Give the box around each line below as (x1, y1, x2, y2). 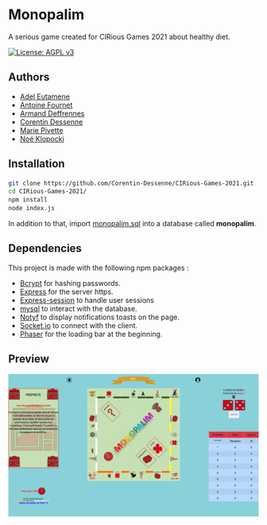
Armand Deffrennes (19, 108, 85, 118)
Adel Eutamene (19, 92, 70, 101)
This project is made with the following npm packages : (8, 263, 189, 272)
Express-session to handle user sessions (19, 295, 155, 304)
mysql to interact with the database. (19, 304, 137, 313)
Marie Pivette (19, 125, 64, 135)
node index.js (8, 205, 56, 213)
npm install (8, 196, 48, 204)
